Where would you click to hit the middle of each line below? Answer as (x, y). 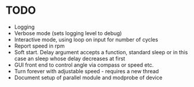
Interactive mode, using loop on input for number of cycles (86, 39)
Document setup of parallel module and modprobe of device (88, 77)
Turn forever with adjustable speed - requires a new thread (86, 71)
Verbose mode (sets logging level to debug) (68, 33)
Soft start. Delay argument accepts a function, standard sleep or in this (101, 52)
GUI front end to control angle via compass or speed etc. (84, 65)
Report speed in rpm (39, 46)
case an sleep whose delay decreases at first (70, 58)
